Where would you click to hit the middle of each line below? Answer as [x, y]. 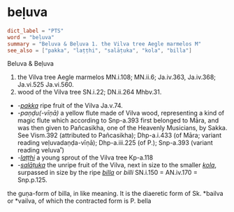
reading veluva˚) [41, 150]
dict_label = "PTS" [36, 31]
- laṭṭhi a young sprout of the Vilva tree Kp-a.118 [85, 157]
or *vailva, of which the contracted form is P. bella [79, 201]
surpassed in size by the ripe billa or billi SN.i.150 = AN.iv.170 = [107, 173]
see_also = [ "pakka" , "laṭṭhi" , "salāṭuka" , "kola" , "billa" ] [100, 50]
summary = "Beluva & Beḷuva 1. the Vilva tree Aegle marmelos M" [104, 44]
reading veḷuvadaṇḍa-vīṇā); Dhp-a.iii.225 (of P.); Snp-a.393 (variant [115, 143]
